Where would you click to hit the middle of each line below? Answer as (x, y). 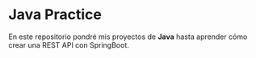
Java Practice (55, 15)
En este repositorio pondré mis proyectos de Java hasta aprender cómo (128, 37)
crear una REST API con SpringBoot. (69, 44)
